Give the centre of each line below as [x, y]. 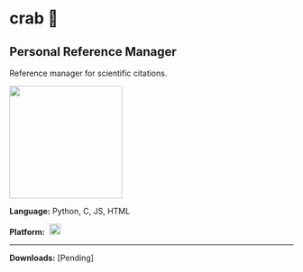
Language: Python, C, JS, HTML [70, 211]
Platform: [27, 232]
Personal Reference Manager [93, 52]
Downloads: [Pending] [52, 258]
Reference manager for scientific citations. [88, 73]
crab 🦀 [34, 18]
